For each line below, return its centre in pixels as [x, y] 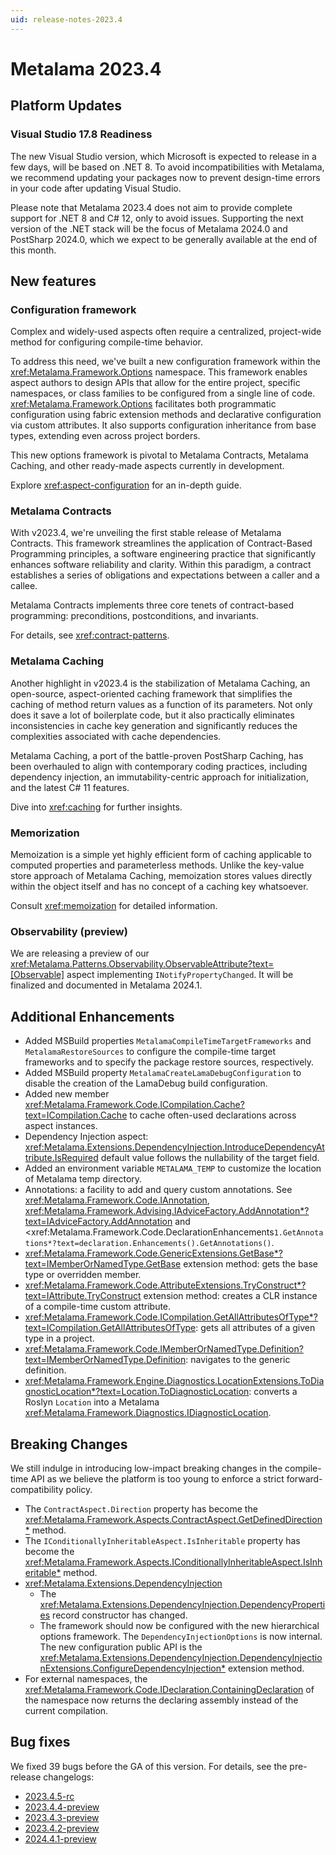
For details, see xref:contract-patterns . [90, 635]
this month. [33, 250]
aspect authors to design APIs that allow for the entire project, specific [155, 383]
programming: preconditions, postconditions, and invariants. [134, 616]
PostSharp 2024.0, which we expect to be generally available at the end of [164, 239]
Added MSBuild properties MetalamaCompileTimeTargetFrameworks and [168, 1041]
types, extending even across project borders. [105, 436]
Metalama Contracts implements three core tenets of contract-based [152, 605]
